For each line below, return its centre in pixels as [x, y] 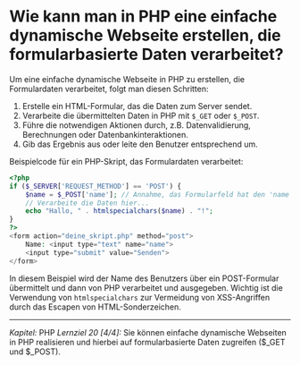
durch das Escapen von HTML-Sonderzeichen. [95, 307]
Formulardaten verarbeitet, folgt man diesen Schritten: [109, 89]
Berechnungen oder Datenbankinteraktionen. [105, 134]
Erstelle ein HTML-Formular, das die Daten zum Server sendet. [137, 106]
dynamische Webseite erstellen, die [145, 35]
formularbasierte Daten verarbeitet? [146, 55]
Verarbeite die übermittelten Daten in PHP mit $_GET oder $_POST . [141, 115]
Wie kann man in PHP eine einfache [143, 17]
